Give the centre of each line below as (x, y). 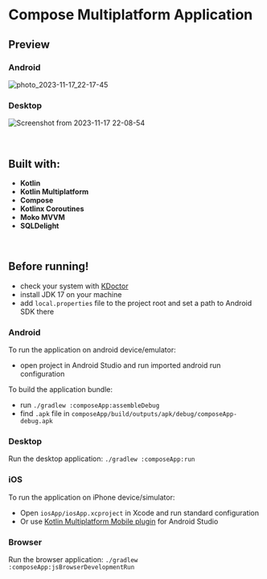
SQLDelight (39, 226)
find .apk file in (45, 414)
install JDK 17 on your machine (71, 294)
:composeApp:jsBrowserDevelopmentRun (72, 567)
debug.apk (37, 422)
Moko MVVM (43, 217)
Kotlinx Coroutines (52, 208)
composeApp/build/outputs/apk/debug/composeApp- (154, 414)
